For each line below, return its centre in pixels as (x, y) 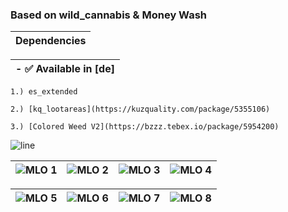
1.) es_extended (44, 92)
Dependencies (51, 41)
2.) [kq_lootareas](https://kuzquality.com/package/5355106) (140, 109)
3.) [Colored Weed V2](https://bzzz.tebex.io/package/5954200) (145, 127)
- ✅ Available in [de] (65, 69)
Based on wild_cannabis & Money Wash (108, 15)
